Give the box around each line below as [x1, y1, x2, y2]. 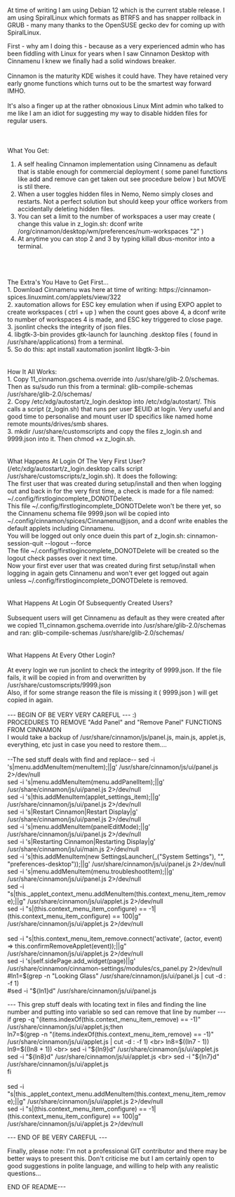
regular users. [7, 117, 48, 125]
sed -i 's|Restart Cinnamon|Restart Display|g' [7, 807, 138, 816]
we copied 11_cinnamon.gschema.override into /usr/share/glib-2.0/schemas [7, 621, 227, 629]
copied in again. [7, 696, 54, 704]
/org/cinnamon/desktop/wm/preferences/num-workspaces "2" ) [17, 227, 204, 235]
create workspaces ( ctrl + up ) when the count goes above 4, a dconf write [7, 308, 227, 316]
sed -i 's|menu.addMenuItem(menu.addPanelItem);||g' [7, 778, 165, 786]
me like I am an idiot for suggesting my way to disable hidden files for [7, 109, 208, 117]
